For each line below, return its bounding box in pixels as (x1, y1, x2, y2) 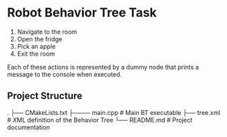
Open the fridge (17, 34, 63, 43)
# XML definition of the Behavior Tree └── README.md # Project (7, 116, 193, 124)
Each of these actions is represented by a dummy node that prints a (7, 63, 199, 71)
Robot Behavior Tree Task (7, 5, 157, 21)
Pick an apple (17, 42, 56, 50)
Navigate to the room (17, 28, 78, 36)
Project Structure (7, 90, 83, 102)
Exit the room (17, 50, 55, 58)
